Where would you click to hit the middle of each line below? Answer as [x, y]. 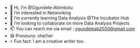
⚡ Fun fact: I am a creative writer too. [47, 41]
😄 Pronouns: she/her [31, 36]
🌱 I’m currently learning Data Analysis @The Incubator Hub [69, 18]
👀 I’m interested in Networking [40, 13]
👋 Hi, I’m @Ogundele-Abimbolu [41, 8]
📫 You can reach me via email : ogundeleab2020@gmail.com [72, 29]
